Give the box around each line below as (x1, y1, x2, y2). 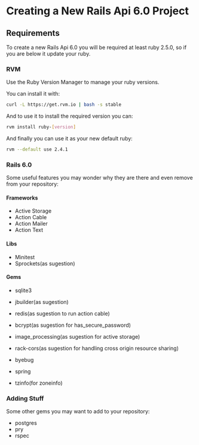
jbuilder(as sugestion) (14, 298, 69, 305)
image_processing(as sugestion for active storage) (14, 333, 140, 340)
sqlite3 (14, 287, 32, 294)
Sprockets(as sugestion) (14, 260, 75, 267)
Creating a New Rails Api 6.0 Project (6, 4, 189, 18)
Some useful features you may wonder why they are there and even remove (6, 174, 193, 182)
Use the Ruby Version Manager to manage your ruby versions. (6, 79, 160, 86)
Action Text (14, 226, 44, 234)
